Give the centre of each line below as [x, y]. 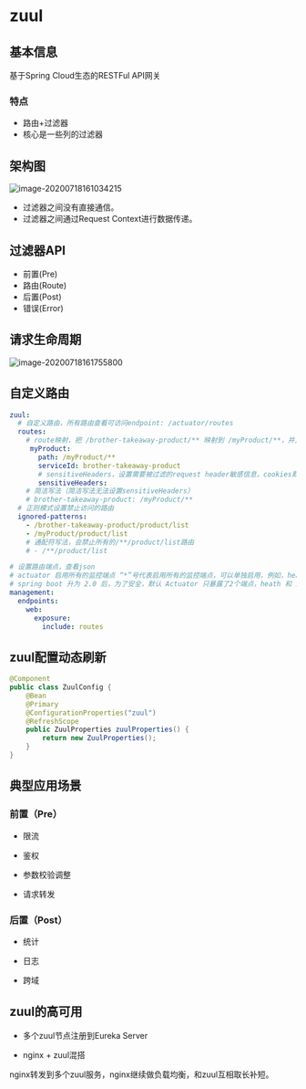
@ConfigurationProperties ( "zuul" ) [91, 713]
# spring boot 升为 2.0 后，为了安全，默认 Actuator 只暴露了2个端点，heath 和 [151, 584]
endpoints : [38, 601]
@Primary [42, 704]
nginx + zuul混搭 [54, 1054]
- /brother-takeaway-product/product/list [107, 525]
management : [32, 593]
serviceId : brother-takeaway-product [109, 466]
